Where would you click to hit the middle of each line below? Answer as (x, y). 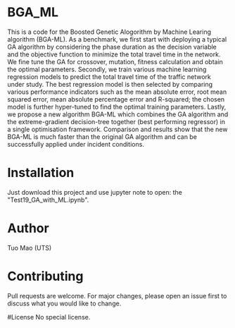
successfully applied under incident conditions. (76, 144)
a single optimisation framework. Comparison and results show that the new (118, 129)
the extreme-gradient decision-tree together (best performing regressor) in (116, 121)
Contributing (45, 277)
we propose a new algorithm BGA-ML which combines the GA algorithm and (118, 114)
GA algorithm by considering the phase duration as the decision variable (112, 47)
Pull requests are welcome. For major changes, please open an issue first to (117, 296)
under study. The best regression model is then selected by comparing (110, 84)
